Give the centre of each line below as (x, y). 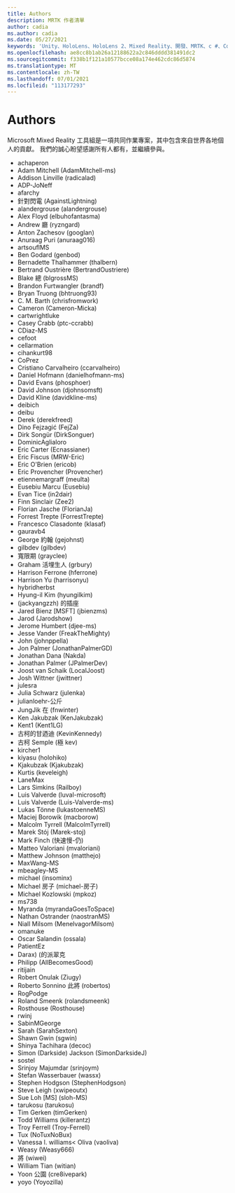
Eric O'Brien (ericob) (47, 465)
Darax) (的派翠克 (41, 955)
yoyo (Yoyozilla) (40, 1182)
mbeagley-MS (38, 871)
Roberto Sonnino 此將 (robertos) (64, 986)
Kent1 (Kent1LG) (40, 725)
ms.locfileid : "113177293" (47, 85)
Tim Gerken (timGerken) (52, 1112)
